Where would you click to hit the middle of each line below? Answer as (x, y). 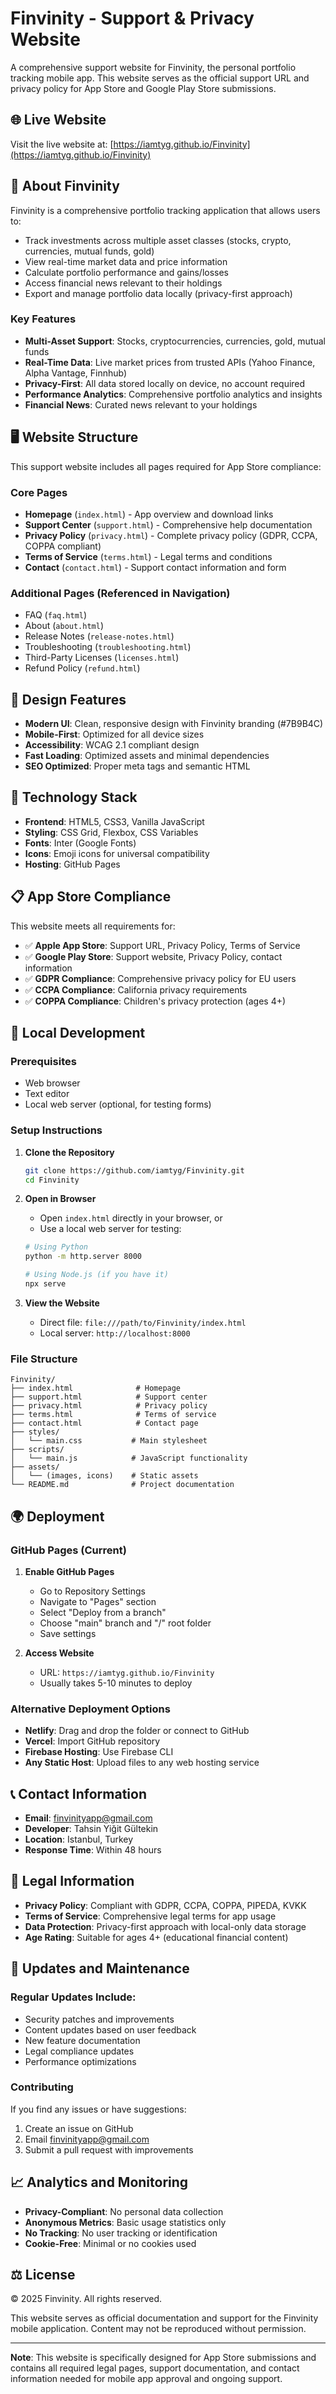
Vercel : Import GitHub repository (92, 1741)
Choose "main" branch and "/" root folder (125, 1623)
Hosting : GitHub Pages (72, 864)
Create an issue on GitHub (79, 2128)
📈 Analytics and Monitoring (99, 2182)
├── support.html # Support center (109, 1397)
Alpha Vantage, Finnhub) (76, 373)
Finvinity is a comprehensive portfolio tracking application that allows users (165, 210)
